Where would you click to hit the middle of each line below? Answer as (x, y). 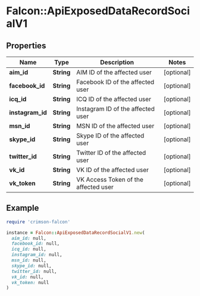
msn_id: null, (29, 260)
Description (117, 62)
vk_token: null (30, 282)
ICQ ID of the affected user (114, 99)
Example (23, 208)
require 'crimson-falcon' (38, 222)
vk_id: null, (28, 277)
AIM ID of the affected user (114, 72)
